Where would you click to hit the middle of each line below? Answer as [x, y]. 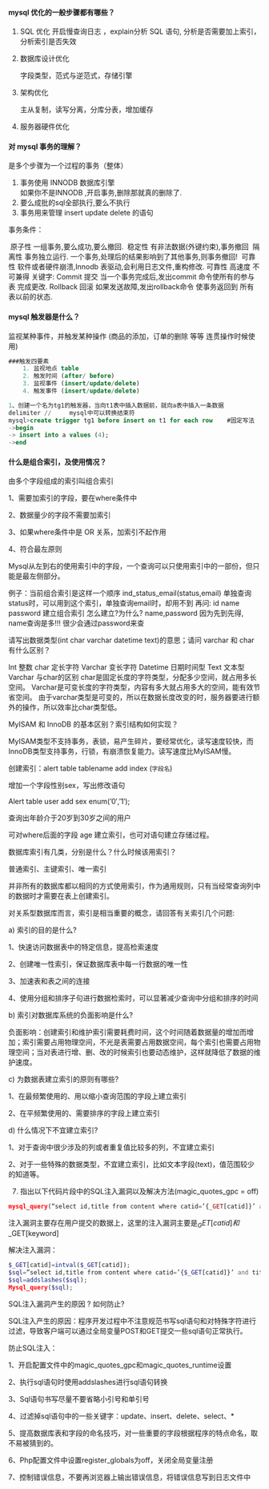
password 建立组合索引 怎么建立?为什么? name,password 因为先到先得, [126, 614]
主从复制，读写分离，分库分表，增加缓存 [86, 110]
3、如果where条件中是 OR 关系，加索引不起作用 [87, 532]
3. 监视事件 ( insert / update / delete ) [81, 384]
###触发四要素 [29, 361]
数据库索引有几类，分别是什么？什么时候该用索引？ [92, 852]
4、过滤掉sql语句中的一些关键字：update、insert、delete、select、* [121, 1416]
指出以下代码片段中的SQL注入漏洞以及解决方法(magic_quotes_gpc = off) [139, 1191]
